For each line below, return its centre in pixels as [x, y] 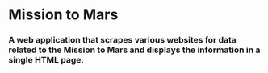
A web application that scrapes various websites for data [122, 40]
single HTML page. [46, 60]
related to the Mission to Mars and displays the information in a [134, 50]
